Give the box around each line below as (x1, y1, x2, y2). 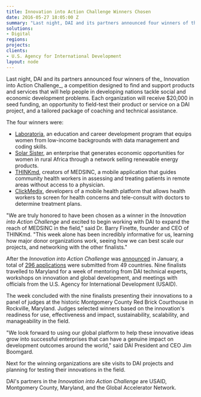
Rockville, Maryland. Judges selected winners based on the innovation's (6, 304, 185, 312)
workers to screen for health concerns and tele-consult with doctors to (14, 194, 190, 201)
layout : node (6, 59, 39, 65)
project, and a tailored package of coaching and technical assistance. (6, 107, 178, 114)
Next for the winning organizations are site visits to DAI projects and (6, 359, 173, 367)
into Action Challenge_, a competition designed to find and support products (6, 81, 194, 88)
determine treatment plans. (14, 200, 82, 207)
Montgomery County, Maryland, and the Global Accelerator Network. (6, 384, 176, 391)
